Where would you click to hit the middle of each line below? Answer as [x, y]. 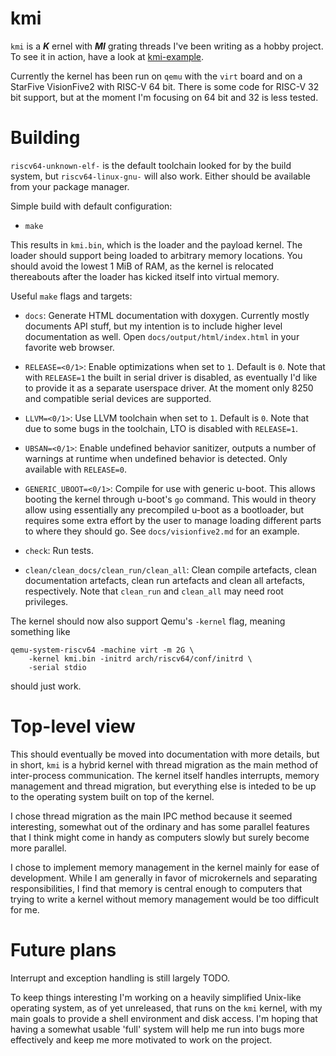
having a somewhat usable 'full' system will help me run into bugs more [157, 1029]
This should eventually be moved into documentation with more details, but [165, 754]
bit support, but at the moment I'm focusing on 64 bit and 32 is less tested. [164, 97]
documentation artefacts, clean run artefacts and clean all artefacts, [165, 580]
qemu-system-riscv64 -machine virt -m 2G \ [102, 650]
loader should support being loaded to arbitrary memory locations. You [156, 255]
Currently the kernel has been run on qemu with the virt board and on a [156, 76]
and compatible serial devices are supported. [118, 398]
